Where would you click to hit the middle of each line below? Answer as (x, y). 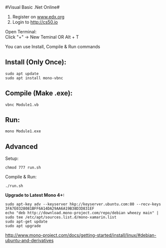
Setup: (12, 159)
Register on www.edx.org (38, 17)
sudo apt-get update (27, 222)
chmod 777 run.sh (23, 168)
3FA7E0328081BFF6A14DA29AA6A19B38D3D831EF (50, 209)
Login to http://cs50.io (35, 22)
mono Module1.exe (23, 131)
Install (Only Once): (36, 62)
